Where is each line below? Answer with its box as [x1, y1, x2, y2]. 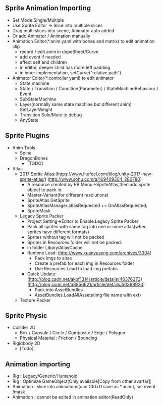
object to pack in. [27, 187, 63, 193]
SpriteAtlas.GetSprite [27, 197, 70, 203]
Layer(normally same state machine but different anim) [19, 101, 132, 107]
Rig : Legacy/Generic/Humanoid [12, 373, 78, 379]
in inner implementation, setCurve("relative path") [19, 69, 121, 76]
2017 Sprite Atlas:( [19, 171, 57, 177]
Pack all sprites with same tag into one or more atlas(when [27, 223, 147, 229]
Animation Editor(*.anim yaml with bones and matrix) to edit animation [12, 38, 155, 44]
